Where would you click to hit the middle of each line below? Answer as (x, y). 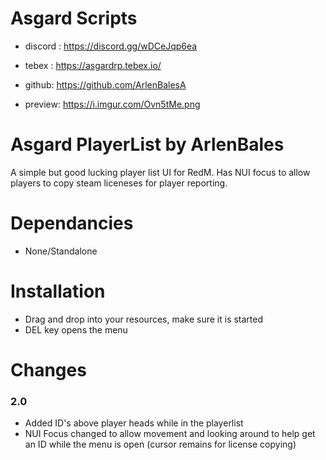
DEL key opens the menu (76, 329)
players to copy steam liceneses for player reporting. (119, 183)
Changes (48, 369)
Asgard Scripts (74, 18)
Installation (58, 291)
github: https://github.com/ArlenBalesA (105, 84)
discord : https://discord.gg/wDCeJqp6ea (111, 46)
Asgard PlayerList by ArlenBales (147, 144)
